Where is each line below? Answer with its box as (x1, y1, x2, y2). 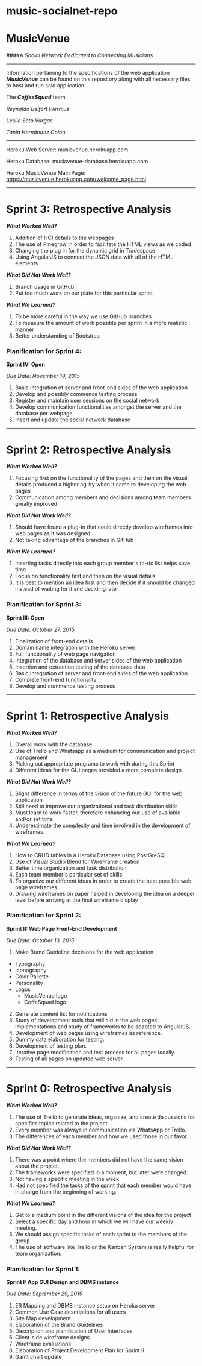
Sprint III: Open (6, 614, 45, 622)
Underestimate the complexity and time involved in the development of (14, 822, 191, 829)
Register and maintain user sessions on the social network (14, 397, 160, 404)
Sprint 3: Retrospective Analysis (6, 203, 171, 216)
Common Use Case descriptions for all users (14, 1308, 126, 1315)
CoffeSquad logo (23, 998, 66, 1006)
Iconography (14, 966, 47, 974)
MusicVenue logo (23, 992, 67, 999)
